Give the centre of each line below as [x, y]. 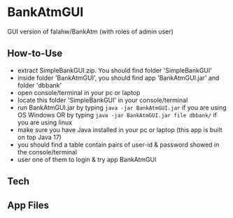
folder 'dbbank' [40, 85]
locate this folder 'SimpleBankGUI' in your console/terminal [103, 100]
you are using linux [44, 122]
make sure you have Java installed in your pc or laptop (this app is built [120, 129]
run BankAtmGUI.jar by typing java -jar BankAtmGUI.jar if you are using [122, 107]
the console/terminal [47, 152]
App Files [28, 205]
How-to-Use [35, 53]
